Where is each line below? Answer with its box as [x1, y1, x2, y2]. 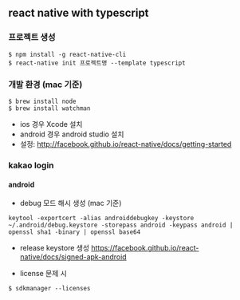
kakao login [8, 160, 54, 171]
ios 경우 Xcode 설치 [19, 119, 83, 128]
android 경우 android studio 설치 [19, 129, 124, 139]
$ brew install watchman [8, 104, 91, 112]
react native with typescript [8, 6, 149, 20]
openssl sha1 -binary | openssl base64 [8, 228, 141, 236]
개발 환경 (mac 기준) [8, 79, 83, 90]
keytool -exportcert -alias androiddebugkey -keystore [8, 215, 195, 223]
